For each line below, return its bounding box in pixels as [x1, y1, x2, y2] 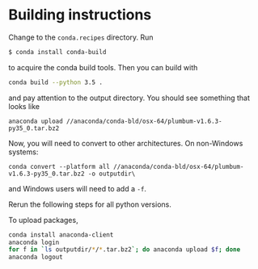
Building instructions [8, 6, 152, 24]
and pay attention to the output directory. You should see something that [8, 93, 251, 103]
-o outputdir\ [87, 170, 136, 178]
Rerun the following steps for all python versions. [8, 200, 171, 209]
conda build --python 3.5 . [8, 78, 104, 86]
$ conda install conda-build [8, 48, 107, 56]
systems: [8, 147, 39, 157]
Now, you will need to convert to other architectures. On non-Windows [8, 138, 243, 148]
